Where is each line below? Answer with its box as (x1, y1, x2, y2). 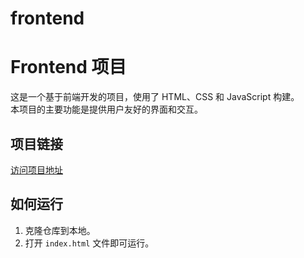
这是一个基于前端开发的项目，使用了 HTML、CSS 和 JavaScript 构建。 (10, 91, 300, 103)
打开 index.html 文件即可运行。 (24, 237, 155, 249)
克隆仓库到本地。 (24, 224, 96, 236)
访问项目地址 (10, 163, 63, 176)
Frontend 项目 (10, 56, 127, 79)
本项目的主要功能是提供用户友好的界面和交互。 (10, 103, 203, 116)
